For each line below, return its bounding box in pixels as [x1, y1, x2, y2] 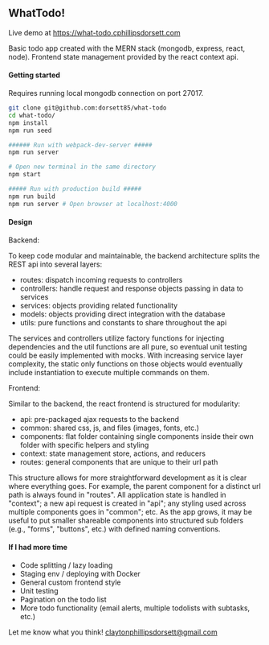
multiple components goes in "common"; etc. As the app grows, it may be [8, 506, 253, 516]
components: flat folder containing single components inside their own [19, 431, 255, 441]
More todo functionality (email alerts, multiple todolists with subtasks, [19, 603, 251, 613]
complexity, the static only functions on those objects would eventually [8, 358, 243, 369]
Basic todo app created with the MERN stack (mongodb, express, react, [8, 43, 246, 53]
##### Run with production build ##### [8, 185, 142, 193]
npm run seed [8, 126, 52, 134]
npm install [8, 118, 48, 127]
